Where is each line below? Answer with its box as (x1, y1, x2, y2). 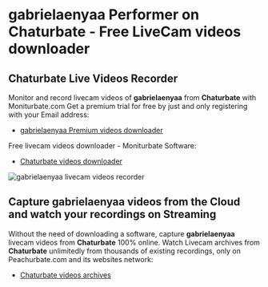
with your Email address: (8, 110, 90, 119)
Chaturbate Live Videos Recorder (8, 71, 178, 85)
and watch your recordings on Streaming (8, 208, 217, 221)
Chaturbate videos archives (19, 270, 112, 280)
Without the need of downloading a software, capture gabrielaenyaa (8, 228, 235, 238)
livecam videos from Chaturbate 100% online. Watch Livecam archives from (8, 237, 260, 247)
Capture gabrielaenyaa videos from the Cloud (8, 195, 241, 209)
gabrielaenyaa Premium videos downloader (19, 126, 163, 135)
